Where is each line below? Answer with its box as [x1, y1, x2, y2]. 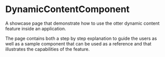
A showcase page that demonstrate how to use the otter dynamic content [5, 20, 160, 26]
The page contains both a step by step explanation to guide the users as [5, 35, 157, 41]
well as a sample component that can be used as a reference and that [5, 40, 152, 46]
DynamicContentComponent [5, 4, 130, 15]
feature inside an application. [5, 25, 66, 31]
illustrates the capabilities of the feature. [5, 46, 90, 52]
